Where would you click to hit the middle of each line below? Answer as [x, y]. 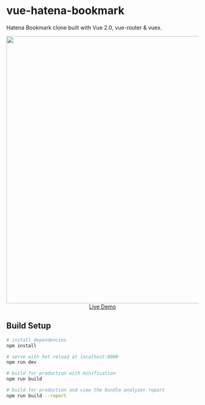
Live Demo [103, 307]
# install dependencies [37, 340]
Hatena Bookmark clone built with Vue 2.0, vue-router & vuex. [84, 27]
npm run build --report [37, 396]
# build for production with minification [61, 373]
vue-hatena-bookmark [66, 11]
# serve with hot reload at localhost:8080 [63, 357]
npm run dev [21, 362]
